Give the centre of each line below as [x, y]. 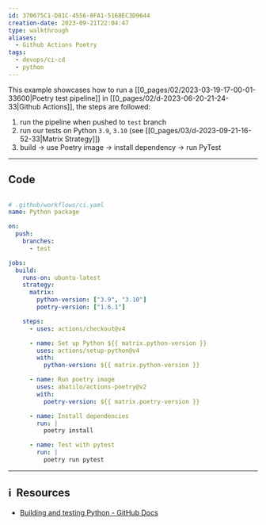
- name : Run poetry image [72, 380]
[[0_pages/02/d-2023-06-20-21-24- [169, 98]
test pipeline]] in [82, 98]
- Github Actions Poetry [56, 45]
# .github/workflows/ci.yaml [56, 205]
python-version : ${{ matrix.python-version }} [122, 366]
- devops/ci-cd [40, 60]
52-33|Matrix [41, 139]
